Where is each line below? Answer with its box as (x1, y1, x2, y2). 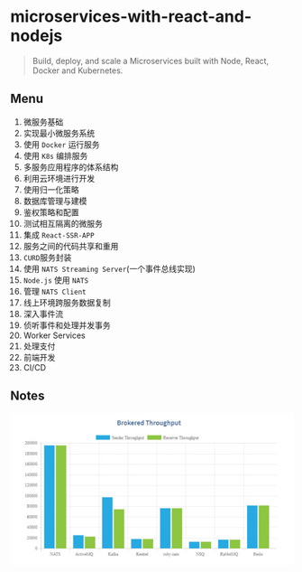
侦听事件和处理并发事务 (23, 319, 111, 331)
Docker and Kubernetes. (32, 65, 124, 76)
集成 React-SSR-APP (23, 229, 95, 240)
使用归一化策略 (23, 183, 79, 195)
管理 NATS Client (23, 286, 87, 296)
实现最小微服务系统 (23, 127, 96, 138)
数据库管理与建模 (23, 195, 87, 206)
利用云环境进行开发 (23, 173, 96, 183)
